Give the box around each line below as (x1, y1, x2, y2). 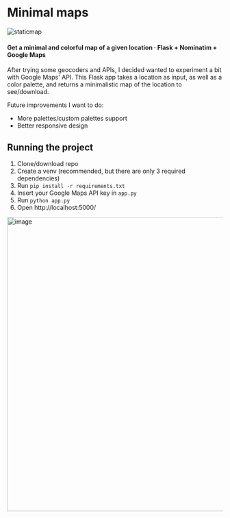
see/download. (7, 88, 49, 96)
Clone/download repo (16, 159, 79, 167)
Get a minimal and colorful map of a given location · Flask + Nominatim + (7, 43, 218, 51)
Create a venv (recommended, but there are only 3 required (16, 167, 186, 175)
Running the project (7, 141, 94, 153)
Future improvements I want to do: (7, 101, 104, 109)
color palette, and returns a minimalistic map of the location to (7, 80, 183, 89)
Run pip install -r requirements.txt (16, 181, 125, 189)
